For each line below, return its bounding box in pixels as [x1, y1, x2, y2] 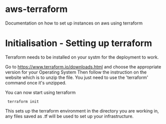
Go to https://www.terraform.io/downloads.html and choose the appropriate [5, 63, 161, 69]
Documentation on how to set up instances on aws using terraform [5, 20, 143, 26]
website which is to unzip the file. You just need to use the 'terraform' [5, 74, 148, 80]
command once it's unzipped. [5, 79, 66, 85]
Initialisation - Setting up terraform [5, 37, 152, 49]
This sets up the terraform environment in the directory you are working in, [5, 107, 159, 113]
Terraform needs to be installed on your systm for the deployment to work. [5, 54, 159, 60]
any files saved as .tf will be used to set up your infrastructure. [5, 113, 134, 119]
